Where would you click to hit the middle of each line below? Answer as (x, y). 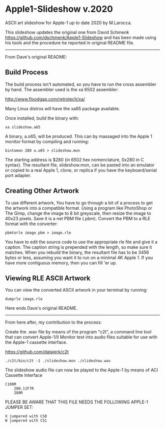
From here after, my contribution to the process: (54, 322)
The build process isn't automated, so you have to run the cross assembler (81, 84)
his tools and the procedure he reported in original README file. (70, 42)
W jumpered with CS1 (26, 421)
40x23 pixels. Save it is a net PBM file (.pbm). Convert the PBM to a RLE (78, 218)
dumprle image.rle (24, 299)
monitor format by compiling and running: (47, 141)
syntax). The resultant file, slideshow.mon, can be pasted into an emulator (80, 165)
